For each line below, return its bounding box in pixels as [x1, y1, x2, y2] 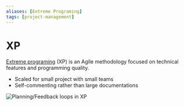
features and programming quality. [6, 65, 89, 72]
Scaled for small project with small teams [14, 76, 114, 83]
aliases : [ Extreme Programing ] [6, 8, 82, 15]
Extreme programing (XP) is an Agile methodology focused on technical [6, 58, 179, 65]
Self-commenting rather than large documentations [14, 82, 138, 89]
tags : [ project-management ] [6, 14, 75, 20]
